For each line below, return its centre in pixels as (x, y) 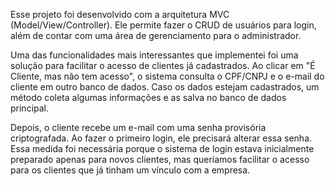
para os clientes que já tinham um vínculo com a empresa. (130, 170)
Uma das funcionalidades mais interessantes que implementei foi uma (154, 55)
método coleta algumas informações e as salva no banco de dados (148, 97)
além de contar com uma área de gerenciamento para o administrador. (156, 35)
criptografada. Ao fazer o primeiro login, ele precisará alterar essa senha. (161, 138)
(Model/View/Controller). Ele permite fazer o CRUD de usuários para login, (163, 25)
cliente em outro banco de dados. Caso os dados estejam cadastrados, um (165, 87)
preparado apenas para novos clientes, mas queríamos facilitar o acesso (160, 159)
